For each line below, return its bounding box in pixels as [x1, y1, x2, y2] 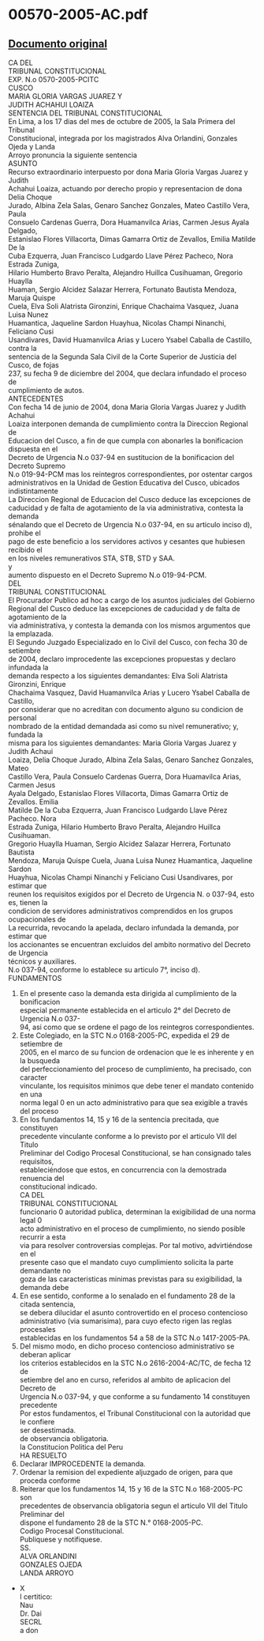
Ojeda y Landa [8, 142, 55, 151]
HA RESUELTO [19, 1450, 67, 1460]
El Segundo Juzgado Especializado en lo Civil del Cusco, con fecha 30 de [8, 638, 248, 647]
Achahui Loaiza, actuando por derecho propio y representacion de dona [8, 184, 243, 193]
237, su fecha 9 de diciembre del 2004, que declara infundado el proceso [8, 369, 247, 378]
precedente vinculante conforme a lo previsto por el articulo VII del [19, 1132, 237, 1141]
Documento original [8, 37, 108, 51]
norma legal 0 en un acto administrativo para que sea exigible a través [19, 1098, 248, 1107]
